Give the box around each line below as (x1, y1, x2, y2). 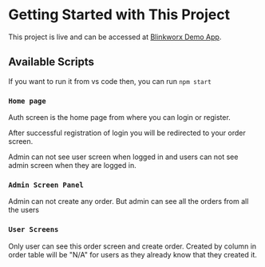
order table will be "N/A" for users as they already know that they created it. (8, 249, 258, 259)
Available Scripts (8, 55, 94, 69)
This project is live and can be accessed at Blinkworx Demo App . (8, 32, 222, 42)
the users (8, 205, 40, 215)
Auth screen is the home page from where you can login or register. (8, 113, 231, 122)
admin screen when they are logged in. (8, 161, 137, 170)
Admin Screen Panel (8, 180, 84, 189)
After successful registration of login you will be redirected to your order (8, 128, 246, 137)
